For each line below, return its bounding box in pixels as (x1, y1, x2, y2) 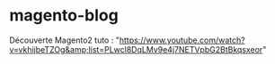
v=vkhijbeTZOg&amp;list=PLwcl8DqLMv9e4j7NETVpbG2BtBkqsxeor (9, 44, 263, 54)
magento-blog (9, 5, 119, 26)
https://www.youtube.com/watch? (119, 35, 245, 45)
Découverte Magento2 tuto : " (9, 35, 120, 45)
